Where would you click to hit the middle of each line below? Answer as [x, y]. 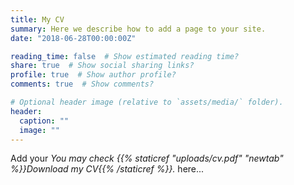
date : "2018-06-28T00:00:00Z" [73, 38]
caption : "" [44, 121]
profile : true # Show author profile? [93, 75]
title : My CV [37, 19]
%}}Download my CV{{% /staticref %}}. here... [107, 169]
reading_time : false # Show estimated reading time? [125, 56]
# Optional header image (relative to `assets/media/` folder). [147, 102]
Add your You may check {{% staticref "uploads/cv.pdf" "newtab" [147, 158]
